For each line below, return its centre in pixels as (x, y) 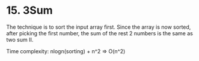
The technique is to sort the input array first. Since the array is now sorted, (99, 27)
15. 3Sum (29, 10)
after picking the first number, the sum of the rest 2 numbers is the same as (100, 33)
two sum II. (20, 39)
